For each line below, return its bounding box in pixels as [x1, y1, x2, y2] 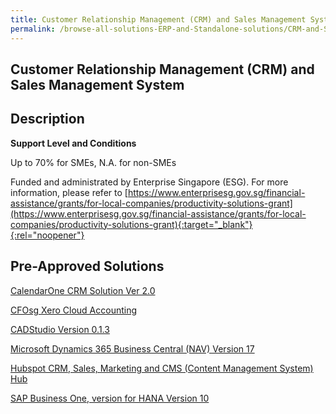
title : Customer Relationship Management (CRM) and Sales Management [10, 14, 307, 25]
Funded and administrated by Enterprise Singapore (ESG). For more [10, 176, 289, 188]
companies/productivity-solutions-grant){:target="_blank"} [10, 218, 253, 230]
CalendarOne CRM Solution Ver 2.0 [10, 284, 156, 296]
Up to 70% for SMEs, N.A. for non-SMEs [10, 156, 177, 168]
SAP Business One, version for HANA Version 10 [10, 392, 210, 404]
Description [10, 111, 85, 128]
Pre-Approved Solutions [10, 258, 165, 275]
